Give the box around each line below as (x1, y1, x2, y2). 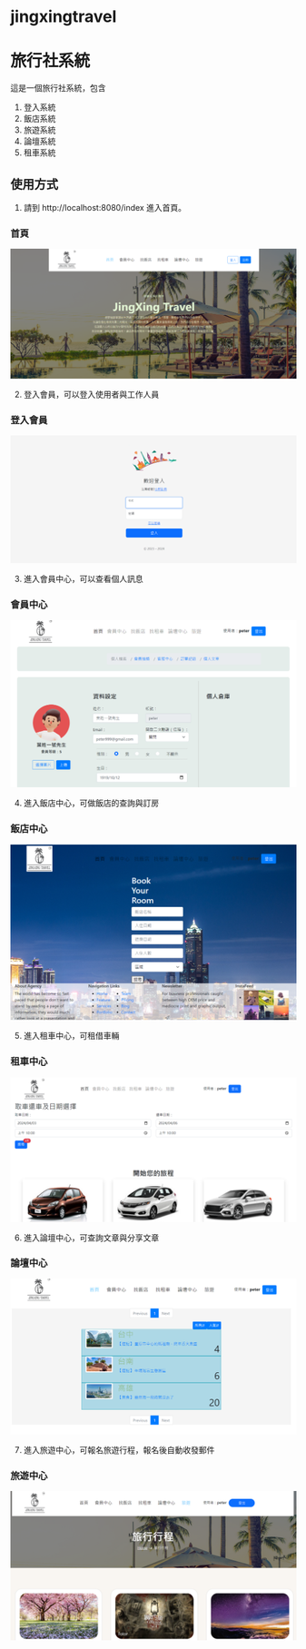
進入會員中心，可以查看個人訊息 (23, 574, 143, 585)
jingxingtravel (10, 6, 117, 27)
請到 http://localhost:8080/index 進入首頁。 (23, 202, 187, 212)
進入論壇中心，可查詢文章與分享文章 (23, 1232, 160, 1243)
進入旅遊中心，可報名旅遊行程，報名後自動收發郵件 (23, 1444, 215, 1455)
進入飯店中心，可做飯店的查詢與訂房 (23, 797, 160, 809)
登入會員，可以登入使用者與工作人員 (23, 389, 160, 400)
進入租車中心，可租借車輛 (23, 1031, 120, 1042)
